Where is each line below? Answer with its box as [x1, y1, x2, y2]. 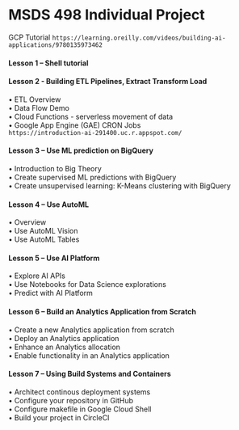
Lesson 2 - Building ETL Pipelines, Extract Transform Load [8, 77, 208, 86]
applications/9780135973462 [8, 40, 103, 49]
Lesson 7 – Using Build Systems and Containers [8, 369, 171, 379]
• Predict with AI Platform [8, 289, 93, 298]
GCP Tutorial [8, 32, 51, 42]
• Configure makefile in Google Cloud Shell [8, 404, 152, 414]
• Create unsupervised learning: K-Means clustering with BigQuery [8, 180, 232, 191]
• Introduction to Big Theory [8, 163, 103, 173]
